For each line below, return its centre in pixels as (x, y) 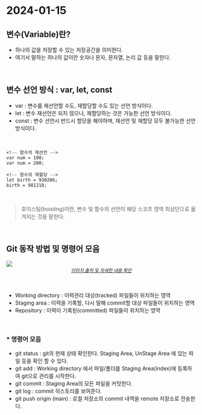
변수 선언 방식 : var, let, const (59, 90)
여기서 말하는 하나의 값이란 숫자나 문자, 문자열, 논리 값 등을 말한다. (93, 57)
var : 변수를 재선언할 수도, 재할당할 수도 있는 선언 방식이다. (84, 106)
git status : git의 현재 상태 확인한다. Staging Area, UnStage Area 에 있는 (101, 353)
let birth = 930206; (32, 180)
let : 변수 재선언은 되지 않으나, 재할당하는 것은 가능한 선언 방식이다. (93, 113)
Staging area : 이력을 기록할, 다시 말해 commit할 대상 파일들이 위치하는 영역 (105, 303)
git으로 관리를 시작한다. (49, 376)
